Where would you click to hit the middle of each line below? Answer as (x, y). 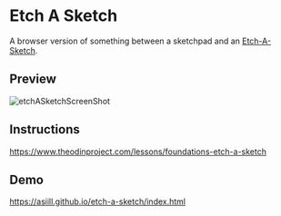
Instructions (45, 129)
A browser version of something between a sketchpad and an (125, 41)
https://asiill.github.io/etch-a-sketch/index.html (98, 201)
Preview (33, 79)
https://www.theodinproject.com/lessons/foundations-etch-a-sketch (138, 152)
